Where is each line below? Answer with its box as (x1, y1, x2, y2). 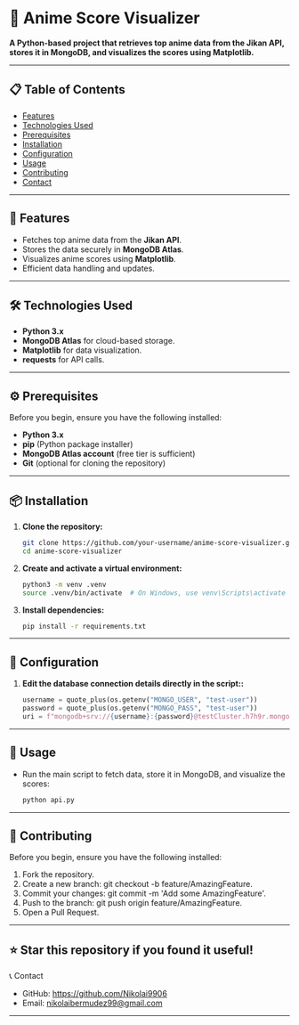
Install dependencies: (21, 605, 105, 615)
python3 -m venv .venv (21, 580, 107, 589)
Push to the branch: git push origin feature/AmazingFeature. (21, 898, 243, 908)
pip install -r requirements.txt (21, 622, 147, 630)
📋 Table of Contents (9, 82, 126, 97)
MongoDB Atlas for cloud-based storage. (21, 336, 175, 346)
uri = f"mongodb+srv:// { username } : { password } (21, 712, 194, 720)
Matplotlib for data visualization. (21, 345, 142, 355)
